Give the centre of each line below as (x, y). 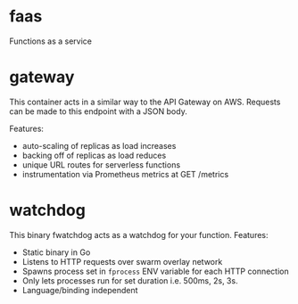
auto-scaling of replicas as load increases (99, 145)
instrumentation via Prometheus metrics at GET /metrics (125, 174)
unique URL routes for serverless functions (101, 164)
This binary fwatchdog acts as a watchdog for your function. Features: (139, 234)
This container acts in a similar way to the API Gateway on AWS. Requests (145, 102)
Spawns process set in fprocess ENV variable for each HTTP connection (155, 271)
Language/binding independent (80, 290)
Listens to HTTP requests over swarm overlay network (122, 261)
